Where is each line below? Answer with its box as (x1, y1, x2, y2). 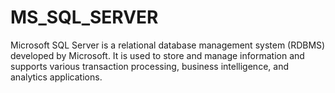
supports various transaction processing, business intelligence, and (10, 60, 289, 72)
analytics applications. (10, 71, 103, 83)
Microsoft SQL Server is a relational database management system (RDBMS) (10, 39, 326, 51)
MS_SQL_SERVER (10, 6, 159, 29)
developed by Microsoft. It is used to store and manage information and (10, 49, 305, 61)
